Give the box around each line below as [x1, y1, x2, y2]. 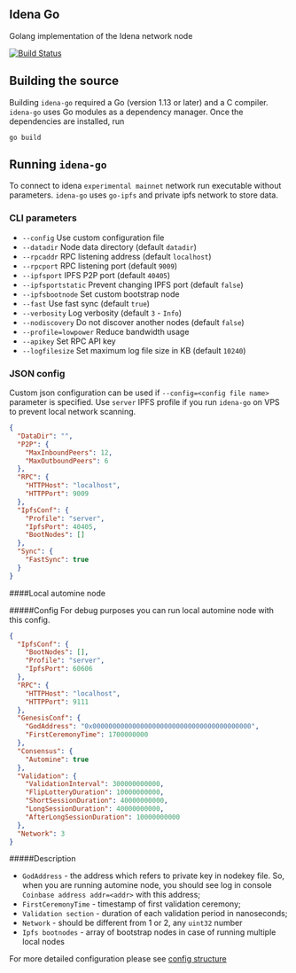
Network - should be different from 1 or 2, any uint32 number [21, 917, 243, 929]
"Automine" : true [25, 755, 90, 764]
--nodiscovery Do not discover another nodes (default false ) [21, 316, 245, 327]
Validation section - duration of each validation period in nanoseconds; [21, 908, 288, 919]
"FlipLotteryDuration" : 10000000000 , [25, 788, 165, 797]
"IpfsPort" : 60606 [25, 665, 93, 673]
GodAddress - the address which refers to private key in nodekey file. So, [21, 870, 285, 881]
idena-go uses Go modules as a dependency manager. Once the [9, 106, 244, 117]
